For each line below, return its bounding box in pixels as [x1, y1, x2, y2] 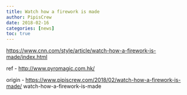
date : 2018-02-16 [6, 20, 49, 26]
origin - [6, 77, 24, 84]
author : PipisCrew [6, 14, 52, 20]
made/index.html [6, 53, 48, 61]
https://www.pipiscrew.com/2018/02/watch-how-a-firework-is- [25, 77, 181, 84]
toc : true [6, 31, 31, 37]
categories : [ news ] [6, 25, 55, 31]
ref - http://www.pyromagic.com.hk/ [6, 65, 95, 72]
